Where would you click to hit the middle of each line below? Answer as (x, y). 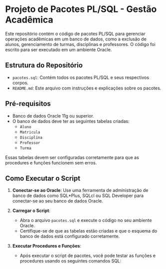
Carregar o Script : (31, 210)
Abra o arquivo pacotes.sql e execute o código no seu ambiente (86, 220)
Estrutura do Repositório (44, 65)
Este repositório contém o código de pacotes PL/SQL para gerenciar (75, 33)
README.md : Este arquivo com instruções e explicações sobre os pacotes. (87, 88)
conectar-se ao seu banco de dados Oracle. (58, 201)
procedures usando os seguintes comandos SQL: (71, 261)
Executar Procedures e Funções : (47, 246)
